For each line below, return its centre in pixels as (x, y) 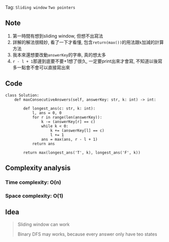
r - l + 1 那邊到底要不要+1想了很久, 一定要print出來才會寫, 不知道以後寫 (87, 61)
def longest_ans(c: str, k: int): (59, 108)
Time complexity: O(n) (33, 182)
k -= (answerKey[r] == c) (68, 122)
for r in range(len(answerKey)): (67, 117)
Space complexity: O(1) (34, 196)
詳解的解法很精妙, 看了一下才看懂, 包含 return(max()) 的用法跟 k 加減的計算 (88, 42)
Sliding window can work (44, 224)
